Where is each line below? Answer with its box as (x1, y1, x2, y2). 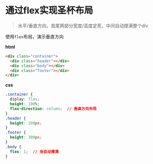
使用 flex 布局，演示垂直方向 (5, 33, 64, 39)
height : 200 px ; (10, 120, 42, 126)
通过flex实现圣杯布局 (5, 5, 93, 16)
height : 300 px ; (10, 135, 42, 140)
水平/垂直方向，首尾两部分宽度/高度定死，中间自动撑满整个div (17, 23, 148, 29)
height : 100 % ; (10, 101, 40, 107)
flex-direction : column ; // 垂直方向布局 (10, 106, 97, 111)
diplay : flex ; (10, 97, 40, 102)
